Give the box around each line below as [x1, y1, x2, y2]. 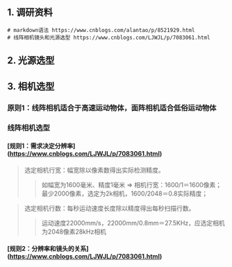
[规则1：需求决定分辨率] [7, 141, 76, 150]
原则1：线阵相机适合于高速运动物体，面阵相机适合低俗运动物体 [7, 103, 217, 112]
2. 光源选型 [7, 55, 55, 67]
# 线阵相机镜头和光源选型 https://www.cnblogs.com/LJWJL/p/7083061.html [7, 34, 210, 41]
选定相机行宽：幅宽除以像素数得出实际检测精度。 [24, 166, 165, 174]
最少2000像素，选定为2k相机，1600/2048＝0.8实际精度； [41, 189, 208, 198]
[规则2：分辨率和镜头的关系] [7, 245, 89, 253]
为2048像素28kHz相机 [41, 227, 106, 236]
